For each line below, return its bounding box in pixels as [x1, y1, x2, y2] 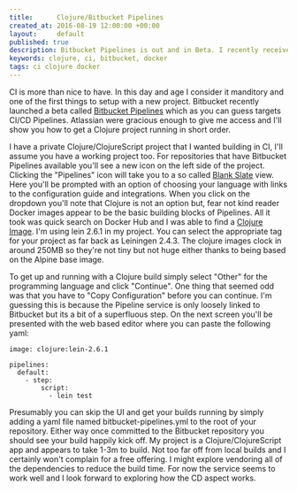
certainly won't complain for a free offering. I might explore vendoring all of [9, 453, 283, 465]
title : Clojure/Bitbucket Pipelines [9, 12, 164, 22]
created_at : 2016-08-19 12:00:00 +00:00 [9, 21, 161, 30]
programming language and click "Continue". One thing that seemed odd [9, 281, 275, 291]
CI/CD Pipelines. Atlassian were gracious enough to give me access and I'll [9, 114, 282, 125]
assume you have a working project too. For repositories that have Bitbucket [9, 150, 287, 161]
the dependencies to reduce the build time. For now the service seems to [9, 463, 276, 473]
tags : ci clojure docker [9, 63, 101, 72]
